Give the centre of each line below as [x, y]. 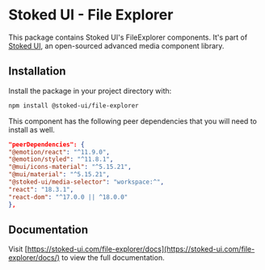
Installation [37, 72]
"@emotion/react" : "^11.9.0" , [59, 152]
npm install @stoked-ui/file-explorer [74, 105]
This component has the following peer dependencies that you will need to [132, 121]
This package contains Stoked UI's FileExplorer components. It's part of [128, 37]
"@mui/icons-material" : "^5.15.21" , [70, 167]
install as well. [32, 129]
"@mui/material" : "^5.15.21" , [59, 175]
